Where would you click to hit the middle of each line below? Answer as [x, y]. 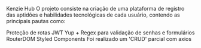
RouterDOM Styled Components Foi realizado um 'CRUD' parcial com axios [99, 39]
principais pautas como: [36, 21]
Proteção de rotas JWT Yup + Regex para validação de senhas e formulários [100, 33]
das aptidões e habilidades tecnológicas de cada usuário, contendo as [93, 15]
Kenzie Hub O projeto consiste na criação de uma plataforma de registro [95, 9]
